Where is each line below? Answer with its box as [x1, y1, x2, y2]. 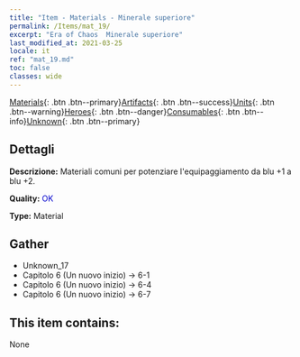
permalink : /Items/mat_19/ [9, 22, 111, 31]
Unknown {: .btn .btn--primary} [26, 115, 141, 126]
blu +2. [9, 175, 36, 186]
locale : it [9, 47, 50, 56]
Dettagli [9, 142, 55, 158]
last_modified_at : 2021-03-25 [9, 38, 123, 48]
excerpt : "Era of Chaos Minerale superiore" [9, 30, 183, 39]
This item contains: [9, 315, 120, 330]
